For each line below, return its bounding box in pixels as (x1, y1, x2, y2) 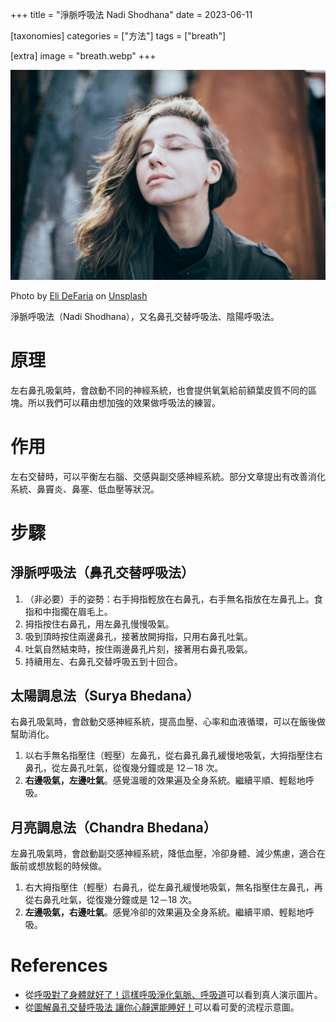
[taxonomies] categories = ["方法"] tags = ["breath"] (10, 30, 227, 42)
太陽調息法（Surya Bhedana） (10, 687, 200, 704)
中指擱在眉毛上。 (42, 605, 113, 617)
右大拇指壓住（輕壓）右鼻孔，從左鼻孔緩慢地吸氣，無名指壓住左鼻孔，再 (24, 881, 323, 893)
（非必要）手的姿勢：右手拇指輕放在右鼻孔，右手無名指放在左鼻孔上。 (24, 593, 315, 605)
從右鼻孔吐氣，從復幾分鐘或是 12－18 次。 (24, 894, 198, 906)
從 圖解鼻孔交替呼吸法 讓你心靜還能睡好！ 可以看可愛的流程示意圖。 (24, 1001, 300, 1013)
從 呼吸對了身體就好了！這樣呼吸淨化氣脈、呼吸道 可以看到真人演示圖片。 (24, 989, 323, 1001)
